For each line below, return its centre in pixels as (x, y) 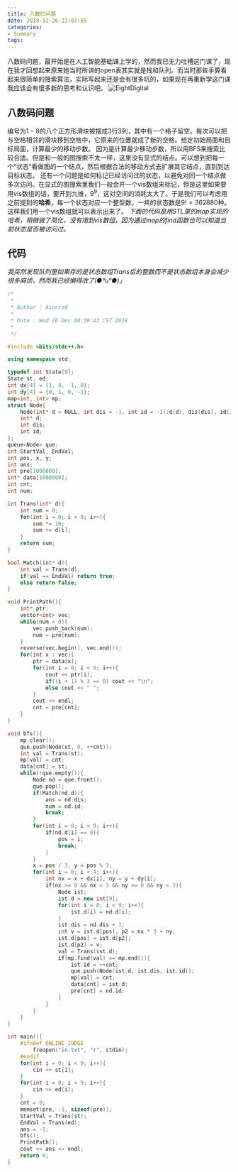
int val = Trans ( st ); (52, 753)
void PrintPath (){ (34, 602)
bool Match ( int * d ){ (38, 563)
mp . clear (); (38, 740)
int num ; (20, 491)
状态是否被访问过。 (41, 229)
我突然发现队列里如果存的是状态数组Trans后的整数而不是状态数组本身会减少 (118, 272)
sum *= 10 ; (49, 524)
